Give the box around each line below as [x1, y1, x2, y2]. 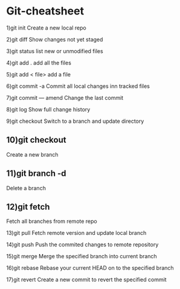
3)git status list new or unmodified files [6, 47, 104, 55]
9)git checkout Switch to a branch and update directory [6, 117, 144, 125]
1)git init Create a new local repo [6, 24, 86, 31]
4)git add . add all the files [6, 59, 71, 66]
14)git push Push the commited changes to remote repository [6, 241, 159, 248]
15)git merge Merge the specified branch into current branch [6, 253, 157, 260]
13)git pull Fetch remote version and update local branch [6, 229, 147, 237]
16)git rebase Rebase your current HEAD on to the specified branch [6, 264, 174, 272]
